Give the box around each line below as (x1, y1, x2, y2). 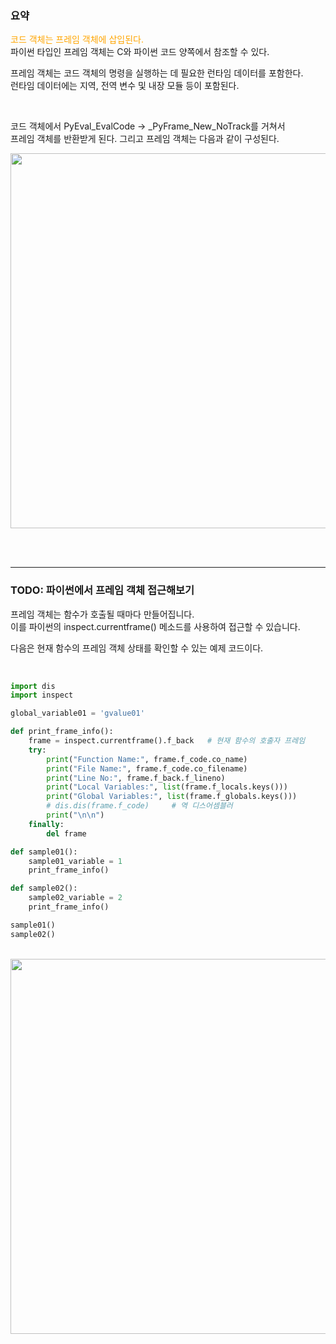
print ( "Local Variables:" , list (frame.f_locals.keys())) (46, 782, 288, 792)
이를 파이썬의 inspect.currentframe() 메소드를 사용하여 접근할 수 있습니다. (10, 620, 301, 632)
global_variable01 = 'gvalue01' (10, 708, 145, 719)
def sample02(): (10, 883, 78, 894)
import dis (10, 681, 56, 691)
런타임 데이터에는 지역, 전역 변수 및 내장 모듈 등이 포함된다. (10, 80, 240, 92)
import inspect (10, 690, 74, 701)
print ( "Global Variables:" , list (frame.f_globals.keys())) (46, 792, 298, 802)
